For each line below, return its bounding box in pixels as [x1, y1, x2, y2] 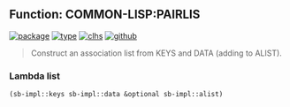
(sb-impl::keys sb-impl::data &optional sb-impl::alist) [9, 90, 224, 99]
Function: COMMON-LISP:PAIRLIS [9, 7, 201, 22]
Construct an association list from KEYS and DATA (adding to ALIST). [30, 48, 283, 58]
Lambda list [9, 70, 60, 82]
